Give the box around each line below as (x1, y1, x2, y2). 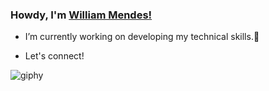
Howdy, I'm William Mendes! (10, 8, 153, 22)
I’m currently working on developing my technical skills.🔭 (24, 31, 260, 43)
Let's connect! (24, 50, 85, 62)
